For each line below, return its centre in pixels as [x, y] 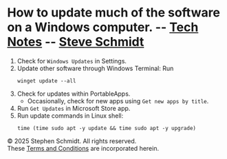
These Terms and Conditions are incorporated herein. [83, 148]
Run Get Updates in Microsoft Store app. [74, 108]
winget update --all [46, 81]
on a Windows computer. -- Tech [103, 27]
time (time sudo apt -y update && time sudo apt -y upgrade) [107, 128]
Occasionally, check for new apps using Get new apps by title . [118, 100]
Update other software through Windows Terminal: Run [95, 68]
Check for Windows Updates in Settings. [72, 61]
